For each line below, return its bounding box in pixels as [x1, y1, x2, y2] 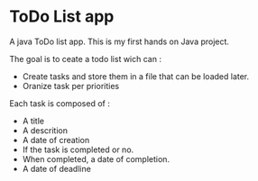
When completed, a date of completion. [22, 153, 170, 164]
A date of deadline [22, 163, 92, 174]
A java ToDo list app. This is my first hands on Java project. [9, 36, 230, 47]
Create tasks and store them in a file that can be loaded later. [22, 70, 250, 82]
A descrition [22, 124, 68, 136]
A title [22, 115, 45, 126]
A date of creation [22, 134, 90, 145]
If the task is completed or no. [22, 144, 134, 155]
